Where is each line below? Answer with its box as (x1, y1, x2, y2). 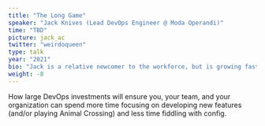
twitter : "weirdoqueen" (8, 41, 87, 49)
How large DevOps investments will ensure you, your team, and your (8, 91, 231, 101)
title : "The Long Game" (8, 11, 87, 20)
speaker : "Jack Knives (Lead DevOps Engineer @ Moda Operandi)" (8, 19, 224, 27)
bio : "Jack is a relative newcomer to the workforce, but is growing (8, 63, 242, 71)
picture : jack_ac (8, 33, 65, 42)
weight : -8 (8, 70, 44, 78)
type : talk (8, 48, 44, 56)
